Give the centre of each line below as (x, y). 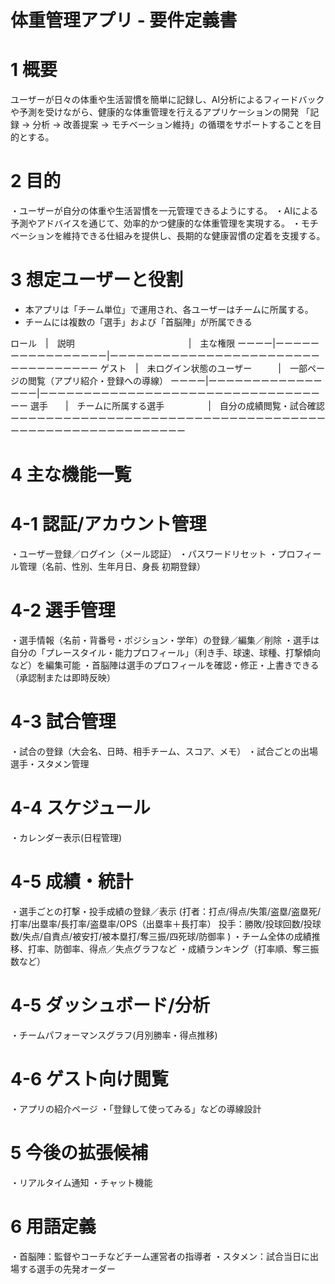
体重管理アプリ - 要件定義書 (124, 20)
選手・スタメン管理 (50, 764)
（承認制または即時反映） (63, 678)
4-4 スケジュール (80, 808)
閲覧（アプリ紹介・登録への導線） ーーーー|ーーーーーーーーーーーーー (175, 380)
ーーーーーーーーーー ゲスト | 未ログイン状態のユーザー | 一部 (159, 368)
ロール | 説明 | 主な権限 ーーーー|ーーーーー (165, 343)
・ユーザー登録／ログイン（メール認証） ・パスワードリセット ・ (144, 554)
